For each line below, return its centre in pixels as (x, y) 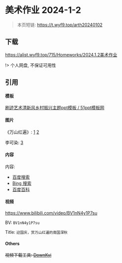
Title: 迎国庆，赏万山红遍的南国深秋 (36, 232)
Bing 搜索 (22, 183)
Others (12, 243)
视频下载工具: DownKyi (28, 255)
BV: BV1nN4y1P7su (22, 222)
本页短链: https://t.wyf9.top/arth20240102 (60, 25)
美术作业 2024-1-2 (43, 10)
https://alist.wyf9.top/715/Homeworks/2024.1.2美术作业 (61, 54)
